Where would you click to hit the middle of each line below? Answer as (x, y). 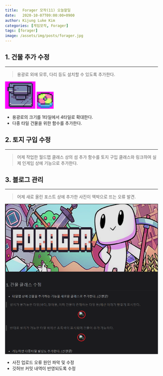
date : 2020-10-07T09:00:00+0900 (40, 15)
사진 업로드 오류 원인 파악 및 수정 (43, 362)
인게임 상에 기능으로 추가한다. (50, 163)
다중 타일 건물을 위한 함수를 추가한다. (47, 123)
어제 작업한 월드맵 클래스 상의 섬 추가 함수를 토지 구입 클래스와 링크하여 (84, 157)
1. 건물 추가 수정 (27, 57)
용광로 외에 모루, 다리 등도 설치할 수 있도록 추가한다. (66, 74)
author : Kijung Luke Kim (30, 20)
